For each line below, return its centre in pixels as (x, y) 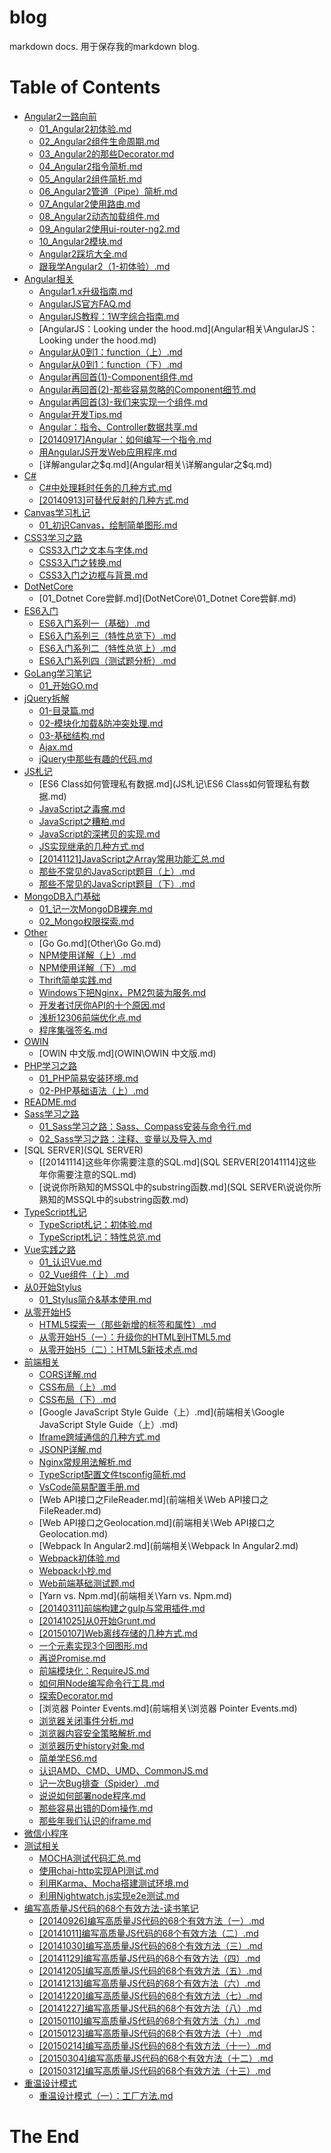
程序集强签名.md (73, 1030)
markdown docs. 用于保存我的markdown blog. (105, 46)
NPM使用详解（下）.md (87, 967)
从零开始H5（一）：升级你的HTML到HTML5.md (135, 1337)
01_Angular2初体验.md (85, 128)
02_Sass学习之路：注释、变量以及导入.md (125, 1138)
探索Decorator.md (76, 1695)
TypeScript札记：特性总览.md (100, 1237)
